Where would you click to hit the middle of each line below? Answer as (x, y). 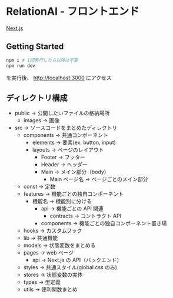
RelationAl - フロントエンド (73, 11)
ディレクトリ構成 (37, 98)
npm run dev (21, 66)
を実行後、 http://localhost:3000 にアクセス (59, 78)
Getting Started (35, 47)
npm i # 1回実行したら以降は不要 (42, 60)
